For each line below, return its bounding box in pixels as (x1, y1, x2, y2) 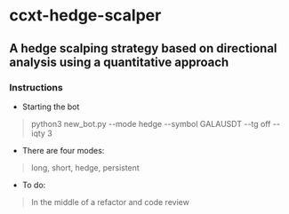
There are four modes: (21, 145, 105, 155)
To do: (21, 179, 46, 190)
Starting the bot (21, 101, 80, 112)
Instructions (9, 81, 64, 93)
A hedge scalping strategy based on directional (9, 41, 277, 56)
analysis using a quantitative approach (9, 54, 229, 69)
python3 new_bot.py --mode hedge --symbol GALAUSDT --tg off (30, 118, 271, 129)
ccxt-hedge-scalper (9, 5, 162, 26)
